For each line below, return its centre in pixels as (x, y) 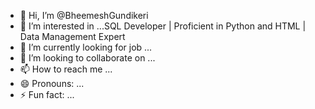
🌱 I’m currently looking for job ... (86, 47)
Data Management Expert (72, 36)
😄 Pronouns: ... (52, 83)
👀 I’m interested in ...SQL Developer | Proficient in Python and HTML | (163, 26)
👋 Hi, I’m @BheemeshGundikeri (84, 15)
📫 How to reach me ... (66, 69)
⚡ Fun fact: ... (47, 94)
